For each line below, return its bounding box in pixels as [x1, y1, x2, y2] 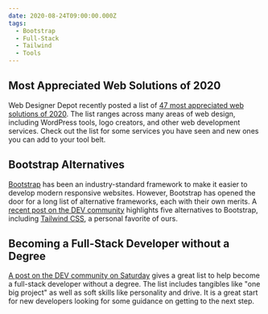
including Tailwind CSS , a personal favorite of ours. [8, 213, 179, 223]
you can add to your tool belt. [8, 134, 106, 144]
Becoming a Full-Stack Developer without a [8, 237, 230, 250]
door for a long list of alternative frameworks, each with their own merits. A [8, 196, 258, 206]
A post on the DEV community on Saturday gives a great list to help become [8, 271, 260, 280]
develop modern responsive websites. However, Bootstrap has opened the [8, 188, 256, 197]
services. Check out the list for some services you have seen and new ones [8, 126, 259, 135]
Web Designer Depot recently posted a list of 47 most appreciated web [8, 100, 244, 109]
